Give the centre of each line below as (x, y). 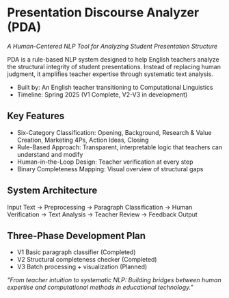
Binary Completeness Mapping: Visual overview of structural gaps (110, 169)
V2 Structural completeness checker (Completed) (87, 260)
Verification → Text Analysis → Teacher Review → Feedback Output (103, 214)
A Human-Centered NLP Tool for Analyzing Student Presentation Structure (112, 46)
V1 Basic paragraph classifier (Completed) (76, 252)
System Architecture (52, 191)
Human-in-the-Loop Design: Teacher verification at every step (105, 162)
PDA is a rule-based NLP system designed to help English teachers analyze (113, 59)
